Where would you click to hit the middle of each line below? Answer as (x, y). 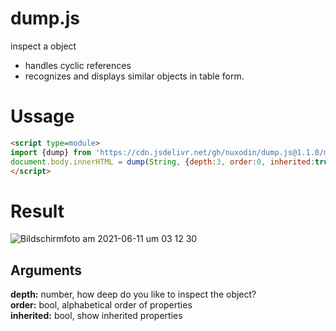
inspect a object (43, 46)
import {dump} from (51, 152)
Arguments (46, 270)
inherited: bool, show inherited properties (96, 316)
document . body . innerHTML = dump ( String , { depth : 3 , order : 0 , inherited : (163, 162)
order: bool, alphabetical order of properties (101, 305)
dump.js (45, 18)
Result (37, 211)
